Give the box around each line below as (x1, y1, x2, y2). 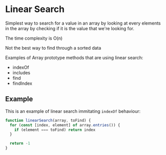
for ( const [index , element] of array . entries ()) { (10, 122, 121, 127)
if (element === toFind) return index (14, 127, 96, 132)
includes (12, 69, 31, 76)
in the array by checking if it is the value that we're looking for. (5, 25, 134, 31)
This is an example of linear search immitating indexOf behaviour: (5, 108, 141, 114)
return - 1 (10, 141, 30, 146)
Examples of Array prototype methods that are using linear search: (5, 54, 143, 61)
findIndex (12, 80, 33, 86)
